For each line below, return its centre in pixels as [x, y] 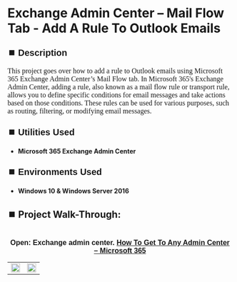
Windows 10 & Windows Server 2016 [74, 191]
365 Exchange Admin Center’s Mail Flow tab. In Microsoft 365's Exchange [115, 79]
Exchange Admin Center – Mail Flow [116, 13]
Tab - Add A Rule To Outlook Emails [114, 28]
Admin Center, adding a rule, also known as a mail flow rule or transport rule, [118, 87]
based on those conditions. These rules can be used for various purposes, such [118, 103]
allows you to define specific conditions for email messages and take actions [117, 95]
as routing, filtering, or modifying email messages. [80, 111]
